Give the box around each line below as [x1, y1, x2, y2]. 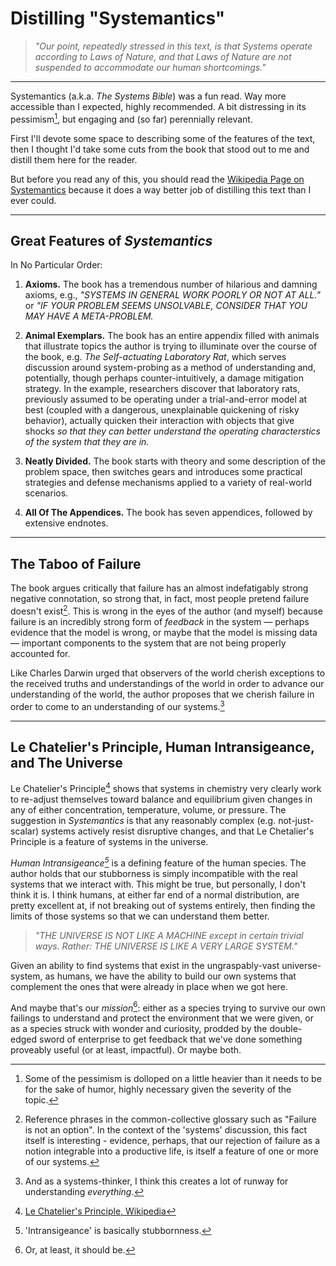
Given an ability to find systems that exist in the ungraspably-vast [10, 959, 280, 971]
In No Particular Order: [10, 259, 103, 271]
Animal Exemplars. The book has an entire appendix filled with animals [24, 330, 320, 342]
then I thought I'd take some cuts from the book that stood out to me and [10, 143, 310, 155]
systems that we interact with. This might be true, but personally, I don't [10, 878, 307, 890]
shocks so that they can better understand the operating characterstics [24, 425, 321, 437]
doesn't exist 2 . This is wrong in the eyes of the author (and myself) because [10, 603, 323, 617]
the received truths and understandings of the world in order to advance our [10, 677, 325, 689]
